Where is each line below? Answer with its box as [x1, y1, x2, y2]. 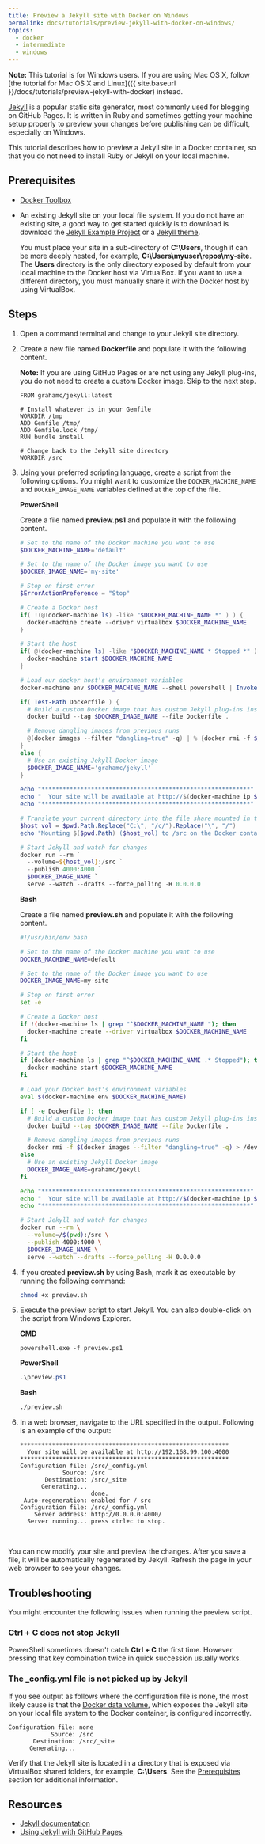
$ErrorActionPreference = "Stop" [19, 590, 131, 598]
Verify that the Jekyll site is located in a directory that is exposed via [8, 1758, 231, 1767]
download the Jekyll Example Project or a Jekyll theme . [19, 227, 201, 237]
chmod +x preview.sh [19, 1291, 88, 1299]
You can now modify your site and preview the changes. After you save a [8, 1546, 247, 1556]
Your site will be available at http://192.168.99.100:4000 [27, 1448, 229, 1456]
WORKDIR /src [19, 453, 63, 461]
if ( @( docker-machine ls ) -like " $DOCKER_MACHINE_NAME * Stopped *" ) [19, 647, 258, 655]
